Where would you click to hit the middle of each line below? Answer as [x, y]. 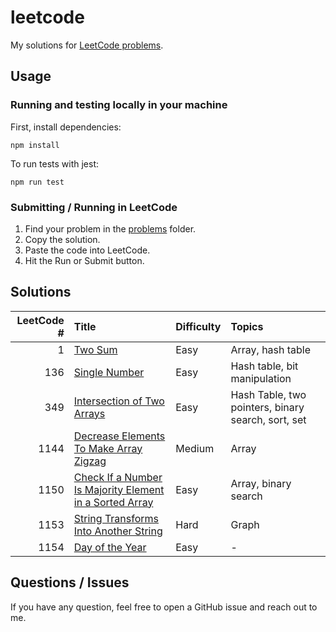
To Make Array [108, 448]
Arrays [89, 413]
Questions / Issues [70, 582]
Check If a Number [118, 477]
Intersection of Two [119, 401]
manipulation [261, 378]
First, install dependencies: [66, 127]
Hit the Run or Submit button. [84, 260]
